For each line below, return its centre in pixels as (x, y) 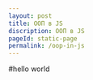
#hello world (29, 69)
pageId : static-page (43, 38)
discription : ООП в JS (46, 31)
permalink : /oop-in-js (46, 46)
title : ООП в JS (36, 23)
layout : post (30, 16)
